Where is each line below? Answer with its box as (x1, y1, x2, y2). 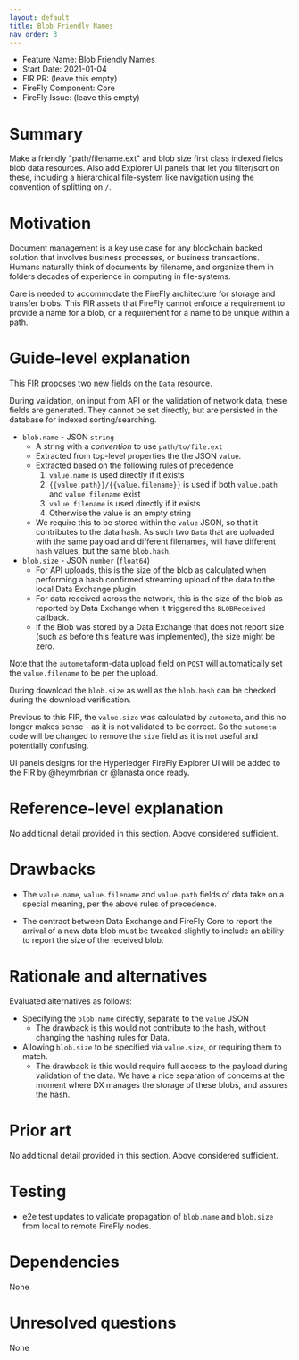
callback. (35, 612, 70, 623)
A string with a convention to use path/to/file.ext (35, 441, 223, 452)
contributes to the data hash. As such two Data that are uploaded (35, 527, 275, 538)
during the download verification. (9, 694, 131, 705)
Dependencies (9, 1252, 120, 1272)
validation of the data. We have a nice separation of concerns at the (35, 1070, 286, 1081)
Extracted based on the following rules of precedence (35, 460, 234, 471)
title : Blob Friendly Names (9, 21, 114, 30)
